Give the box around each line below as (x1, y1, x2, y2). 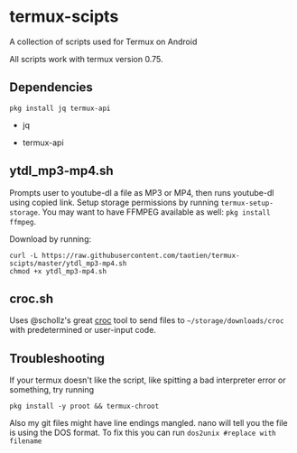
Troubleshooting (9, 350, 106, 366)
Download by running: (9, 233, 92, 245)
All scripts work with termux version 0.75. (9, 53, 163, 64)
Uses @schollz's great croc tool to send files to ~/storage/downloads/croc (9, 315, 284, 326)
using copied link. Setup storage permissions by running (9, 197, 219, 208)
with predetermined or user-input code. (9, 325, 156, 336)
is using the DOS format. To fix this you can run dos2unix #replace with (9, 427, 277, 439)
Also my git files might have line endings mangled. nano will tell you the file (9, 418, 288, 429)
